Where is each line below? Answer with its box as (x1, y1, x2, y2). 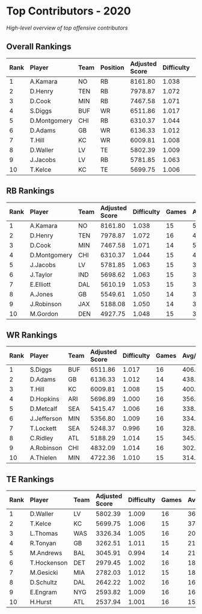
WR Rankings (6, 330, 58, 340)
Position (100, 63, 124, 72)
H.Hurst (29, 598, 52, 606)
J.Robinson (29, 299, 62, 308)
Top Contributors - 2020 (6, 4, 131, 18)
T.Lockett (29, 424, 57, 433)
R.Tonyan (29, 539, 57, 548)
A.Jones (29, 290, 54, 298)
